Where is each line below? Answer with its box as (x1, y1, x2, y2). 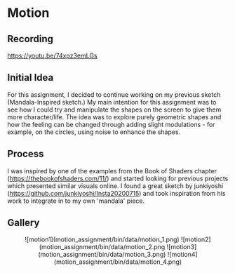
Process (7, 148, 44, 160)
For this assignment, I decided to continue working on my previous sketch (7, 90, 221, 99)
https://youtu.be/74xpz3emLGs (7, 51, 98, 60)
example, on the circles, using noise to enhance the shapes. (7, 128, 181, 136)
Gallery (7, 217, 40, 229)
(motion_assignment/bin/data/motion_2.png (39, 243, 166, 251)
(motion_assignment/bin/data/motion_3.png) (38, 251, 166, 259)
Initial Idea (7, 72, 54, 84)
